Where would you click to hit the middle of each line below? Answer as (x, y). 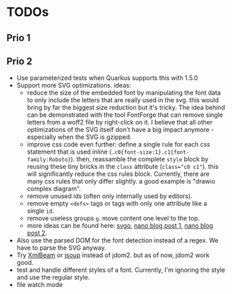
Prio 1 (18, 38)
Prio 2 (19, 61)
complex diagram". (54, 189)
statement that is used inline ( (69, 152)
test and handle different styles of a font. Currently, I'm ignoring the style (121, 270)
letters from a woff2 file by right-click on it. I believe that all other (120, 122)
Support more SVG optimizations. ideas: (74, 85)
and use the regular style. (53, 277)
